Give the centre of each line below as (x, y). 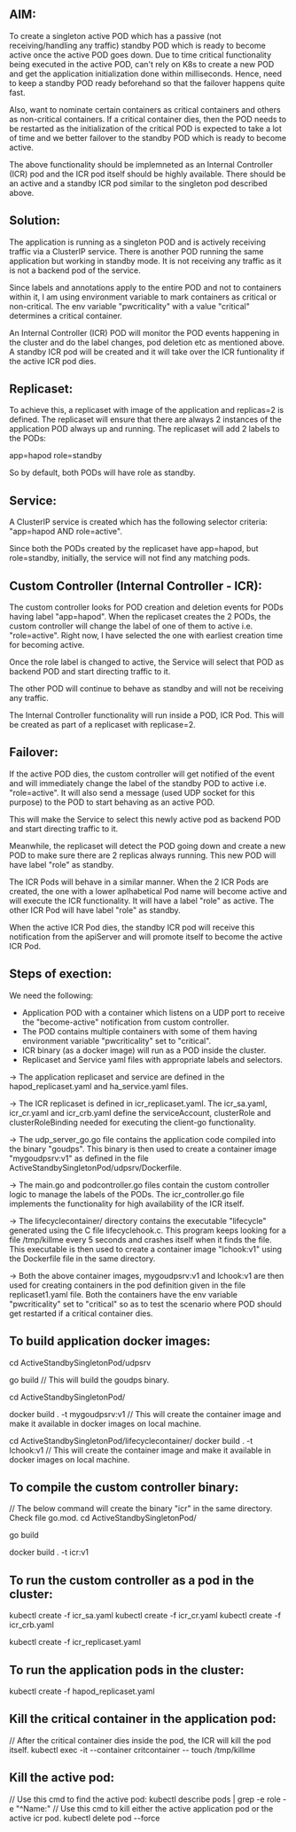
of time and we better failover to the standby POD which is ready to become (148, 137)
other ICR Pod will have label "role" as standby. (95, 910)
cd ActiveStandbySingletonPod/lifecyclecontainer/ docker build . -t (131, 1440)
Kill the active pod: (62, 1777)
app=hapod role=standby (56, 456)
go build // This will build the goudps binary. (90, 1380)
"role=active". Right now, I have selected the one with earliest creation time (146, 635)
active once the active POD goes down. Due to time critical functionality (140, 55)
